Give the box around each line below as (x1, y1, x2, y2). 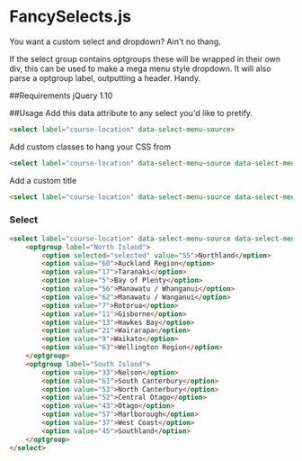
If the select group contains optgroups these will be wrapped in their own (9, 53, 281, 64)
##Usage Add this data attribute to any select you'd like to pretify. (9, 107, 253, 118)
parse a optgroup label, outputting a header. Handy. (9, 72, 200, 83)
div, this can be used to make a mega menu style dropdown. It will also (9, 63, 271, 74)
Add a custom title (9, 175, 77, 185)
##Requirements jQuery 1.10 (9, 90, 113, 101)
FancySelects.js (9, 6, 132, 27)
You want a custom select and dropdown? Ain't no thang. (9, 36, 222, 47)
